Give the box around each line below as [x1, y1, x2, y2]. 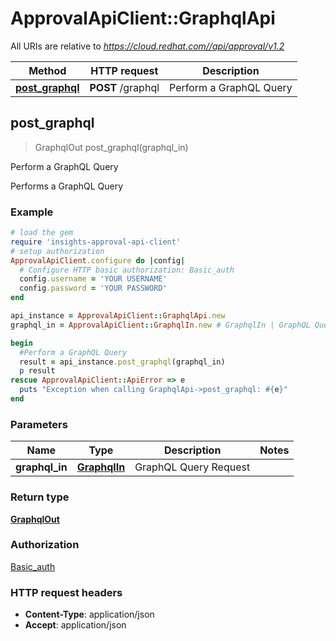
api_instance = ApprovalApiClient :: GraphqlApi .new [10, 311, 226, 321]
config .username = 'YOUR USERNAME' [19, 274, 168, 284]
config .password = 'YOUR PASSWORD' [19, 283, 168, 294]
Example [10, 205, 54, 219]
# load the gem [10, 228, 74, 238]
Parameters [10, 417, 68, 431]
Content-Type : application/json [24, 608, 155, 621]
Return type [10, 490, 70, 504]
